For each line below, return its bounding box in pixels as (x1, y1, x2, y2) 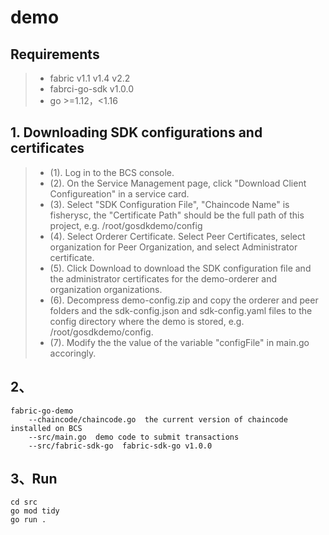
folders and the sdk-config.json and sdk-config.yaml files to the (49, 304, 313, 316)
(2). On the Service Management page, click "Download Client (49, 177, 307, 189)
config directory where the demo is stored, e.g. (49, 315, 245, 327)
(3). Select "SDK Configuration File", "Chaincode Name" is (49, 198, 290, 210)
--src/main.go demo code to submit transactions (28, 432, 240, 442)
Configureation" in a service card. (49, 187, 190, 200)
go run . (10, 515, 47, 525)
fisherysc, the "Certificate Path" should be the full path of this (49, 209, 305, 221)
